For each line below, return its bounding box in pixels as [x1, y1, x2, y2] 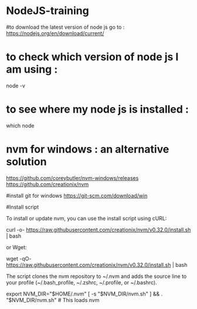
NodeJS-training [6, 4, 89, 18]
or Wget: [6, 243, 28, 250]
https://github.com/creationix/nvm [6, 181, 89, 188]
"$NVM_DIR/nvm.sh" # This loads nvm [6, 296, 100, 303]
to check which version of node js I [6, 50, 179, 64]
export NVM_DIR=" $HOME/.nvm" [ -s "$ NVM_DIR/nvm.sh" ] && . [6, 290, 163, 297]
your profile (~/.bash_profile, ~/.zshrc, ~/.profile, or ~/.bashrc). [6, 279, 157, 286]
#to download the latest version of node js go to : [6, 23, 125, 30]
